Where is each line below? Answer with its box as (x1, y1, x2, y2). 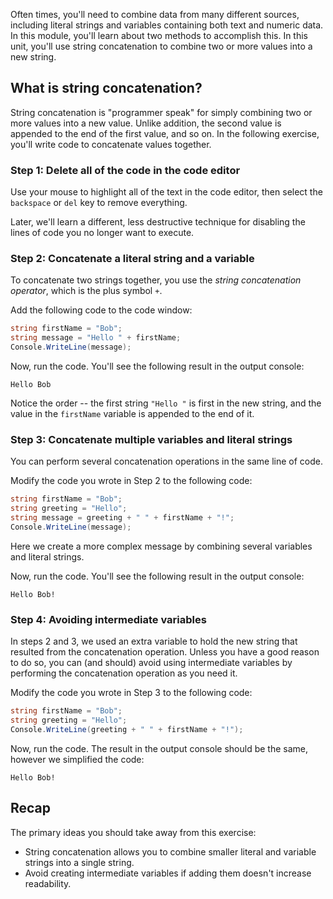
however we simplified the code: (10, 753, 145, 765)
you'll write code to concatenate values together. (10, 138, 212, 150)
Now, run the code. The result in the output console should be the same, (10, 742, 308, 754)
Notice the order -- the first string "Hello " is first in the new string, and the (10, 397, 322, 409)
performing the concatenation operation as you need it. (10, 667, 238, 679)
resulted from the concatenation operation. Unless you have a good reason (10, 646, 320, 658)
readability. (24, 877, 72, 889)
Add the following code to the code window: (10, 304, 193, 316)
